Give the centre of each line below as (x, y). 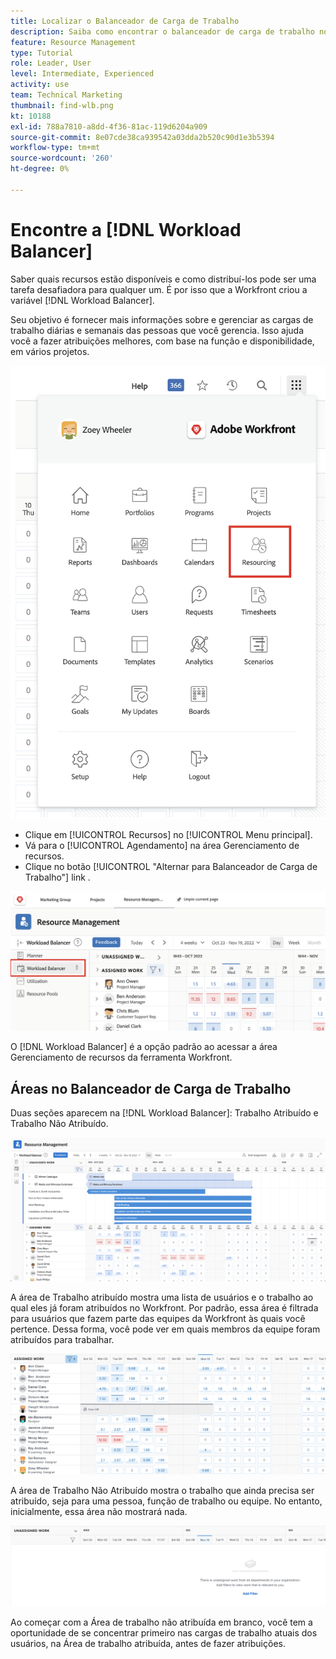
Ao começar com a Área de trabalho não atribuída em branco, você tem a (161, 1622)
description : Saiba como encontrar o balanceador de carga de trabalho (162, 31)
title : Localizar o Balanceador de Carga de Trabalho (125, 21)
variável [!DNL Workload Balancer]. (82, 300)
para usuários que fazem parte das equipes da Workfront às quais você (158, 1319)
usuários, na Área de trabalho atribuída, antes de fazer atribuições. (148, 1643)
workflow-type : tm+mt (55, 148)
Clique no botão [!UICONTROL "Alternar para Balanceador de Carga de (171, 866)
